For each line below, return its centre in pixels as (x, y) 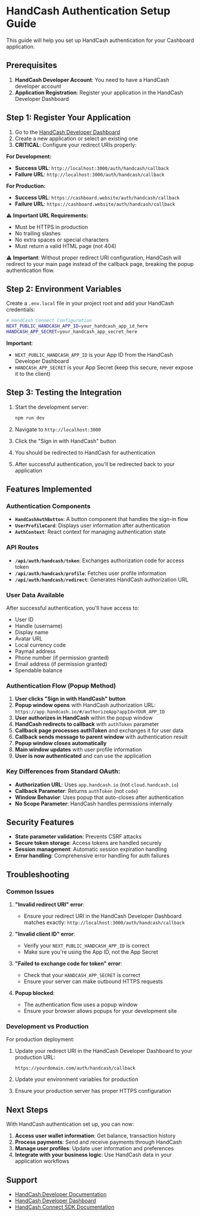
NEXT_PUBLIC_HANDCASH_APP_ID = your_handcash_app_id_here (77, 326)
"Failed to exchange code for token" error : (68, 964)
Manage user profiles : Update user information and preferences (94, 1148)
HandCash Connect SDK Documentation (64, 1207)
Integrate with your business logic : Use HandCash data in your (93, 1155)
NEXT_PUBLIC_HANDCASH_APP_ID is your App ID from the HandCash (94, 355)
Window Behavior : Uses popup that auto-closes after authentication (99, 797)
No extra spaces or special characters (62, 240)
